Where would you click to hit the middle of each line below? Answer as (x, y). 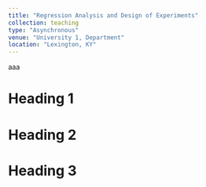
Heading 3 (42, 170)
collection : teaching (44, 23)
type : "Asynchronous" (44, 30)
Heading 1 (41, 99)
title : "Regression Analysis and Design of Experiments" (103, 15)
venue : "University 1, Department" (66, 37)
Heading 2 (42, 135)
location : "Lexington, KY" (52, 45)
